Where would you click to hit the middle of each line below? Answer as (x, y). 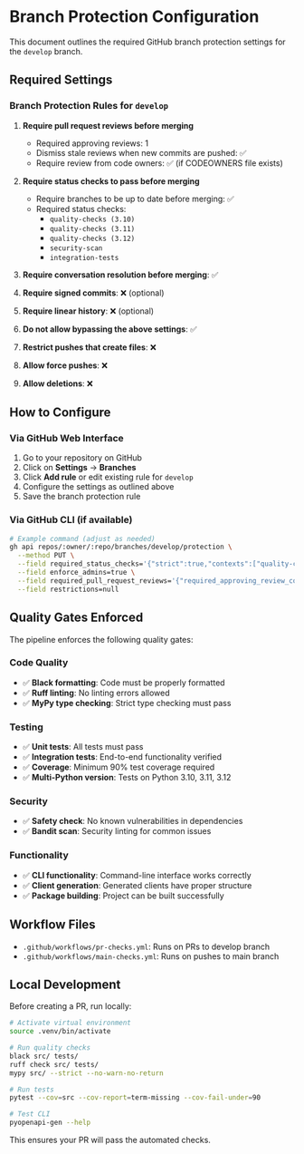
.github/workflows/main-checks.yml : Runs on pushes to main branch (151, 956)
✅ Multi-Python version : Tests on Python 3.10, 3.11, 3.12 (127, 778)
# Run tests (32, 1090)
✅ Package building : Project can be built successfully (123, 896)
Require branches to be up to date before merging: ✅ (135, 199)
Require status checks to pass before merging (111, 181)
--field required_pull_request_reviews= (95, 581)
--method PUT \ (46, 556)
